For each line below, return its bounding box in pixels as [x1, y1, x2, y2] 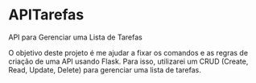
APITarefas [8, 6, 85, 24]
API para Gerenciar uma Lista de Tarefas [8, 32, 142, 42]
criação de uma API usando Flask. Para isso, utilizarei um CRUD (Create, [8, 56, 249, 66]
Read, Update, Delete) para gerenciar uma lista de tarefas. [8, 64, 201, 74]
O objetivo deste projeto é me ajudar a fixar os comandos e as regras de [8, 48, 248, 57]
